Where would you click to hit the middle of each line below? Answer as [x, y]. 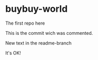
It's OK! [13, 53]
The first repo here [25, 23]
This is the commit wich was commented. [49, 33]
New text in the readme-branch [38, 43]
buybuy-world [36, 9]
